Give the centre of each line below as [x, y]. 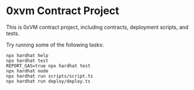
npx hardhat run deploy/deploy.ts [48, 81]
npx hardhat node [27, 71]
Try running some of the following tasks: [55, 45]
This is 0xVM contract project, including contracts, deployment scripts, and [97, 27]
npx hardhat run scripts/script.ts [50, 76]
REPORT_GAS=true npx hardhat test [48, 66]
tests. [13, 33]
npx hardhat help [27, 55]
